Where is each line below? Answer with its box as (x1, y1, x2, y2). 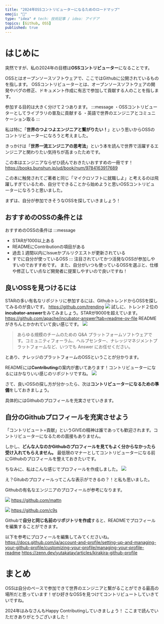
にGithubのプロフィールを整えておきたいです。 (5, 456, 99, 461)
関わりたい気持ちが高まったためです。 (26, 149, 103, 155)
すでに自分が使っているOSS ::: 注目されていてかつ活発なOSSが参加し (12, 256, 151, 262)
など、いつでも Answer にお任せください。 (47, 344, 133, 350)
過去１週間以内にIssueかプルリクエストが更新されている (12, 250, 126, 255)
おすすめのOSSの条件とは (5, 213, 83, 222)
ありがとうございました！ (18, 614, 69, 620)
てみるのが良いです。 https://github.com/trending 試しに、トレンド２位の (5, 304, 159, 310)
